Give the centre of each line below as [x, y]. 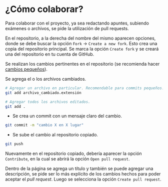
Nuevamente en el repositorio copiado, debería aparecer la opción [73, 153]
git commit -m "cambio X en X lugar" [44, 125]
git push [14, 144]
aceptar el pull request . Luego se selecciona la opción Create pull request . [83, 179]
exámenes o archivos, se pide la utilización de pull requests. [67, 28]
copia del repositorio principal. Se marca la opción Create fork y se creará [82, 49]
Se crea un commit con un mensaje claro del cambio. [67, 116]
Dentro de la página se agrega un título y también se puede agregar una [79, 168]
